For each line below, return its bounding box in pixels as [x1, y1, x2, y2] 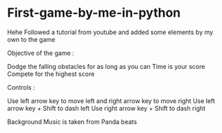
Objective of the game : [7, 49, 74, 57]
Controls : [7, 83, 35, 91]
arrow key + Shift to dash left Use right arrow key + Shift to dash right [7, 104, 206, 112]
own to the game [7, 35, 55, 43]
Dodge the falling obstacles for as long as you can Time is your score [7, 62, 205, 70]
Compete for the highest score [7, 70, 95, 78]
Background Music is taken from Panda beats [7, 117, 137, 126]
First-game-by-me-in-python [7, 5, 181, 21]
